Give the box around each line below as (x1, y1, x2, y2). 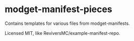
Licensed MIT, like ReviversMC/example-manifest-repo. (5, 30, 120, 36)
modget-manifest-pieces (5, 4, 113, 15)
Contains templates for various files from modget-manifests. (5, 20, 130, 26)
